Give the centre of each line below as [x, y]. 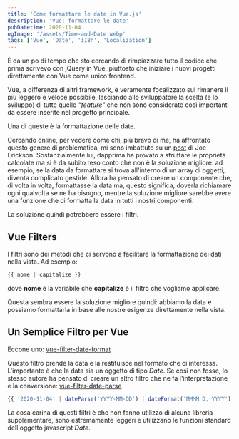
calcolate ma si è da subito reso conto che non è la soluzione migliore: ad [115, 163]
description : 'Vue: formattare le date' [68, 21]
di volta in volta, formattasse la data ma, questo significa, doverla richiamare [119, 185]
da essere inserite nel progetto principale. [69, 113]
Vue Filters [32, 237]
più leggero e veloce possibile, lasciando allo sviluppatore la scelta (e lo [113, 98]
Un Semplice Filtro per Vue [68, 332]
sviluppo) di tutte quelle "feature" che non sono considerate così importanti [118, 105]
